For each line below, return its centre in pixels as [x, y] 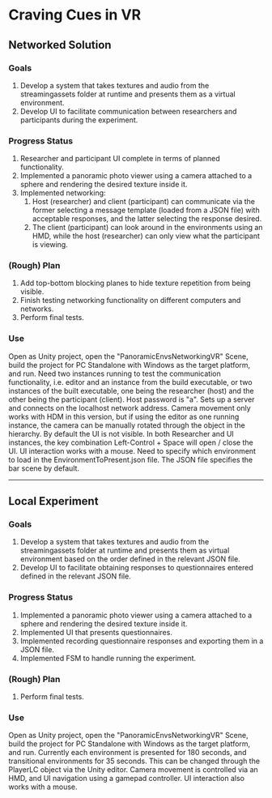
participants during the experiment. [79, 120]
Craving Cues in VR [75, 15]
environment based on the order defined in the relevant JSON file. [130, 559]
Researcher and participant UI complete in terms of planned [120, 159]
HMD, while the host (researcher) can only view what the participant [146, 236]
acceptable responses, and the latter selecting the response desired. [147, 219]
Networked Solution [60, 45]
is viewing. [50, 245]
